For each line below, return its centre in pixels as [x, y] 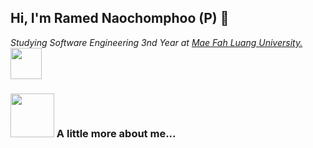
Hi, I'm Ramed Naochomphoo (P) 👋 [120, 18]
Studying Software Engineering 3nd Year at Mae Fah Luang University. [156, 42]
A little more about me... [116, 133]
